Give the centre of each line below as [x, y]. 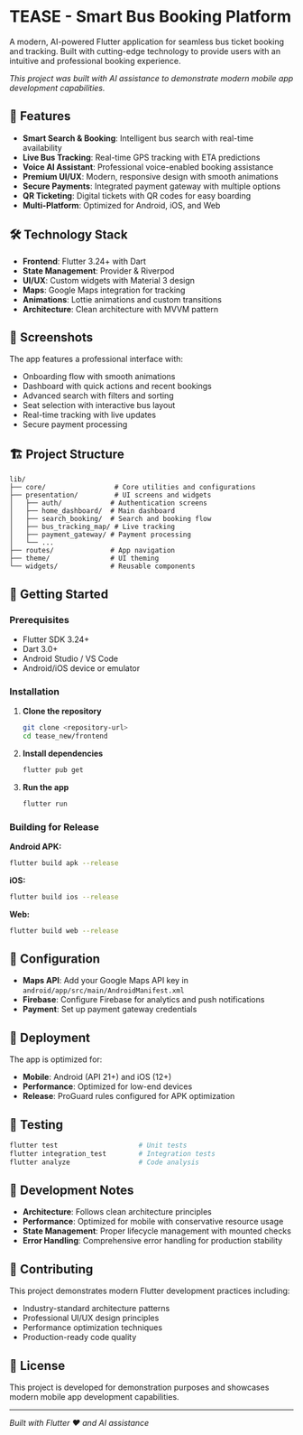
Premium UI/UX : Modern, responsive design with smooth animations [150, 176]
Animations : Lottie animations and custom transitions [122, 299]
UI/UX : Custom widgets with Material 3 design [109, 280]
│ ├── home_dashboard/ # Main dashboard [92, 511]
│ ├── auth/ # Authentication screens [108, 503]
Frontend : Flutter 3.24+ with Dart [84, 261]
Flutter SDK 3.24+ [56, 639]
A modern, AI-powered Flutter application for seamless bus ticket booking [147, 42]
